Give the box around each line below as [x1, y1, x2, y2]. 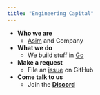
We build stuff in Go [27, 51, 84, 59]
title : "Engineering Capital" [7, 10, 94, 17]
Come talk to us [17, 73, 63, 81]
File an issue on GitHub [27, 65, 94, 74]
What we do [17, 43, 53, 52]
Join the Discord [27, 80, 76, 88]
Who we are [17, 29, 53, 37]
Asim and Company [27, 36, 84, 45]
